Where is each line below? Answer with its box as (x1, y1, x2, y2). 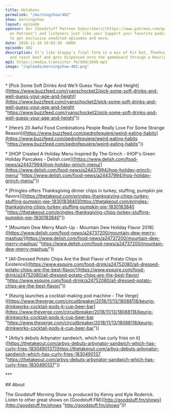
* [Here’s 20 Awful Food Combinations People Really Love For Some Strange (5, 125, 165, 131)
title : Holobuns (5, 7, 39, 13)
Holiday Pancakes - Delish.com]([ (5, 156, 75, 163)
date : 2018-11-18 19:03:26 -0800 (5, 41, 76, 46)
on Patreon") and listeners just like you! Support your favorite (10, 31, 153, 36)
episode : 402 (5, 45, 33, 50)
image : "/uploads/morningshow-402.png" (5, 64, 90, 69)
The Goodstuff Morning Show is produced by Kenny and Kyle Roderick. (5, 392, 154, 398)
